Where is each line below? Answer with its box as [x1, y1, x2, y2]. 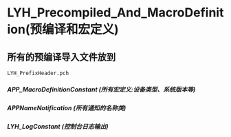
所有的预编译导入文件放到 [7, 51, 115, 63]
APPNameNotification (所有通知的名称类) [7, 103, 126, 112]
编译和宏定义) [41, 22, 119, 37]
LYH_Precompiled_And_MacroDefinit [7, 5, 224, 21]
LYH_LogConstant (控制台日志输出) [7, 123, 109, 131]
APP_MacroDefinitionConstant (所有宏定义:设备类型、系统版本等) [7, 85, 196, 94]
